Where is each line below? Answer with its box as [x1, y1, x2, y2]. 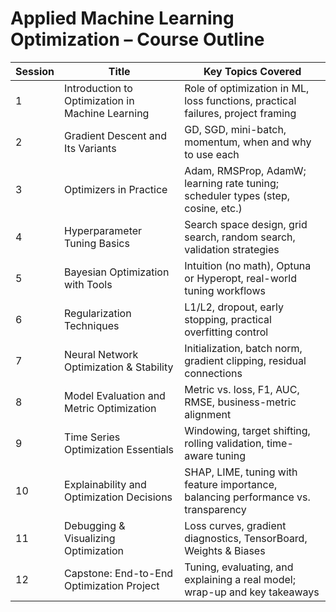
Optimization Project [64, 578, 160, 592]
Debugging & [64, 518, 126, 532]
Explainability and [64, 477, 147, 491]
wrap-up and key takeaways [184, 585, 320, 599]
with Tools [64, 277, 113, 291]
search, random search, [184, 230, 296, 244]
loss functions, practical [184, 93, 297, 107]
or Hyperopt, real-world [184, 271, 298, 285]
